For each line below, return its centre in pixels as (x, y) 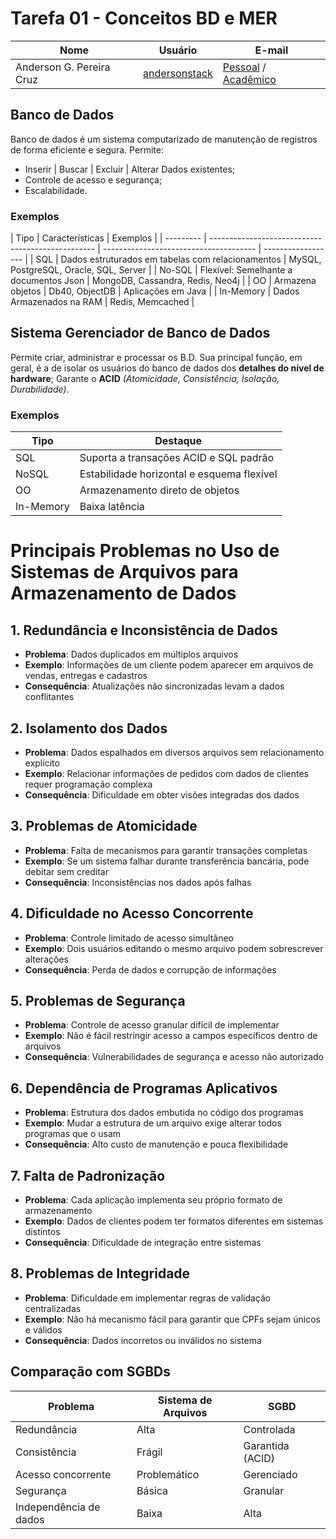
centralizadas (53, 1308)
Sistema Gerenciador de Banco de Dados (140, 333)
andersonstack (178, 73)
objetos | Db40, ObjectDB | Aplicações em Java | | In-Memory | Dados (155, 291)
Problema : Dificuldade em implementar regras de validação (148, 1298)
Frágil (149, 1452)
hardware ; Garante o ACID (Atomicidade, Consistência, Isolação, (145, 378)
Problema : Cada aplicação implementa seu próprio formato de (153, 1200)
